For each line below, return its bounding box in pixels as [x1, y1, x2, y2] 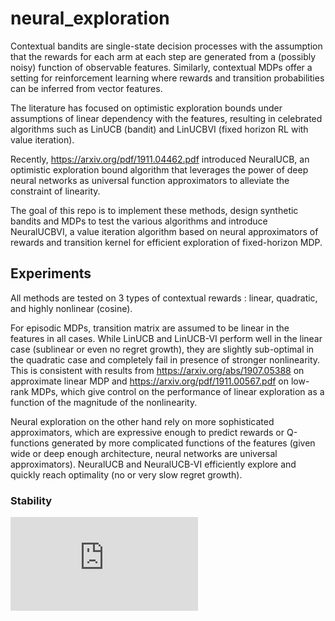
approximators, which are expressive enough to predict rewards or [10, 426, 285, 438]
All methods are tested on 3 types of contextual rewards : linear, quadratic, [10, 292, 318, 304]
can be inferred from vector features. [10, 82, 163, 94]
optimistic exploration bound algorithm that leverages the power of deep [10, 163, 309, 176]
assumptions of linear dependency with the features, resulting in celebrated [10, 112, 323, 124]
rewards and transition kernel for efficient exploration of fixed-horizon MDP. [10, 236, 323, 248]
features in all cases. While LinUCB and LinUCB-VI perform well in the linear [10, 332, 323, 344]
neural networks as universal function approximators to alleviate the [10, 174, 290, 186]
